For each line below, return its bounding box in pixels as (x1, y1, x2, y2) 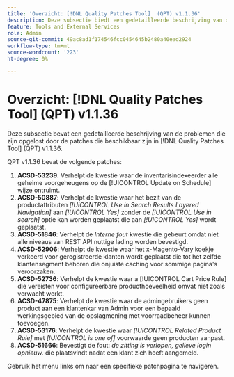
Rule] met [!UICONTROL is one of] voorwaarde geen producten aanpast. (17, 333, 225, 342)
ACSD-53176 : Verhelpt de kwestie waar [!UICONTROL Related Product (17, 326, 221, 335)
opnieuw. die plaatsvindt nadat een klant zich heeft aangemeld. (17, 348, 199, 357)
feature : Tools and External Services (7, 23, 120, 30)
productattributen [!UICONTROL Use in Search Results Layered (17, 200, 200, 209)
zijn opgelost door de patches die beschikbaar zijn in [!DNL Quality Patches (7, 136, 224, 145)
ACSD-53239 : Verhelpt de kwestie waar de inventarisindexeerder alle (17, 171, 218, 179)
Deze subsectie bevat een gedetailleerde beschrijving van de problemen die (7, 129, 226, 138)
